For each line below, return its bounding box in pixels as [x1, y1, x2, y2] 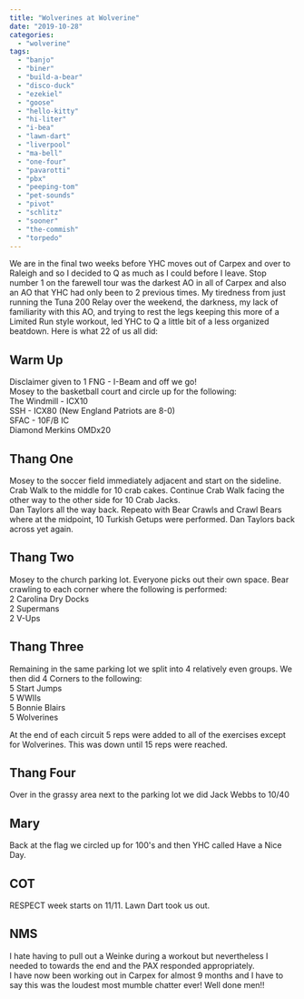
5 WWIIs [9, 692, 42, 703]
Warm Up [9, 352, 64, 368]
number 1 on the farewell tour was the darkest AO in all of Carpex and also [9, 277, 287, 288]
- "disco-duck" [17, 81, 75, 90]
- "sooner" [17, 216, 59, 226]
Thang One [9, 451, 74, 467]
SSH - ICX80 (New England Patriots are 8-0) [9, 406, 175, 417]
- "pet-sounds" [17, 191, 75, 200]
